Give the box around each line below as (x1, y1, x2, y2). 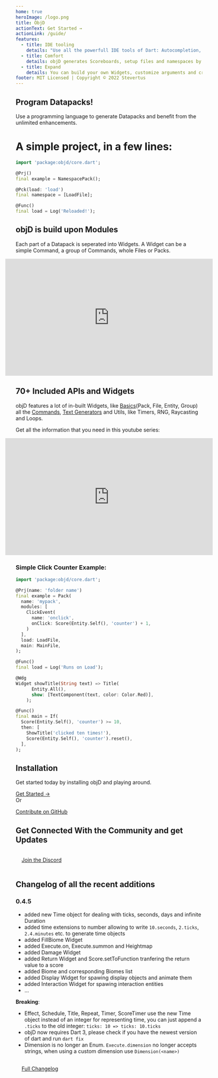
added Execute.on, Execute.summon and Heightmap (24, 943, 153, 950)
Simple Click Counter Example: (15, 563, 107, 571)
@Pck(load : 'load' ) (15, 187, 64, 193)
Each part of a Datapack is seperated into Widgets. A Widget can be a (15, 240, 187, 247)
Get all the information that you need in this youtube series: (15, 426, 161, 433)
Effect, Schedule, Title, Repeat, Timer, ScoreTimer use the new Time (24, 1010, 191, 1017)
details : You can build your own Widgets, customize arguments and (26, 70, 196, 75)
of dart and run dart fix (24, 1035, 84, 1042)
